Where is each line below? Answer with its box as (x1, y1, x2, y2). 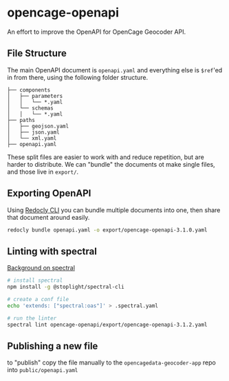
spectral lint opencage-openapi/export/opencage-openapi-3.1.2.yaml (7, 321, 208, 328)
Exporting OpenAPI (7, 187, 91, 199)
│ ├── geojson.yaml (7, 123, 69, 130)
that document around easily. (7, 213, 90, 221)
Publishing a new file (7, 340, 98, 352)
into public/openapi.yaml (7, 366, 78, 374)
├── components (7, 86, 51, 94)
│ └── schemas (7, 105, 54, 112)
